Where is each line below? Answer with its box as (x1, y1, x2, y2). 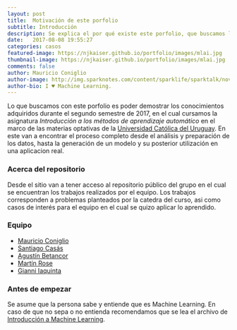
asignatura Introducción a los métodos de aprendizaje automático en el (7, 117, 215, 126)
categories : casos (7, 43, 61, 50)
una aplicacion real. (7, 147, 65, 155)
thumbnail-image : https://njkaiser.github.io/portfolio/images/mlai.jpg (7, 56, 226, 63)
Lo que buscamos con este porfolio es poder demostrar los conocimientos (7, 102, 224, 110)
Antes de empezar (7, 283, 72, 293)
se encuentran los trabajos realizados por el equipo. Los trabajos (7, 188, 196, 196)
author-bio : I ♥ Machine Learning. (7, 82, 112, 90)
